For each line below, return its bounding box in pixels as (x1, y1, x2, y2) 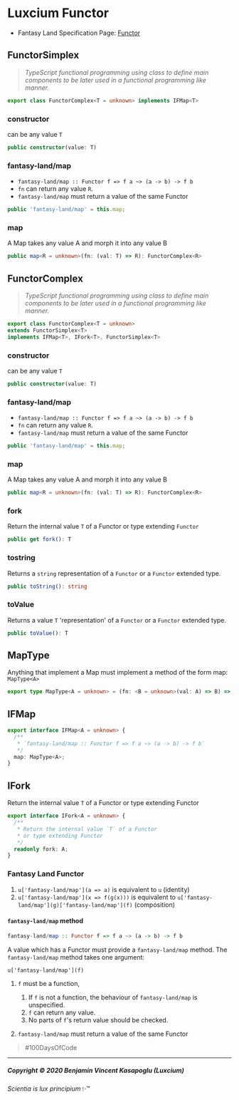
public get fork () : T (7, 536, 72, 543)
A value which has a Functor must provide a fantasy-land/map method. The (7, 945, 228, 954)
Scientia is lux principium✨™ (7, 1084, 90, 1093)
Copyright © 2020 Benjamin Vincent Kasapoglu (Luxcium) (7, 1067, 185, 1075)
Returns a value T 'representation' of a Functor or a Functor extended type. (7, 616, 226, 624)
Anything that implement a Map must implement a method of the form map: (7, 668, 228, 677)
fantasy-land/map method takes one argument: (7, 953, 144, 961)
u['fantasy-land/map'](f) (7, 967, 84, 974)
